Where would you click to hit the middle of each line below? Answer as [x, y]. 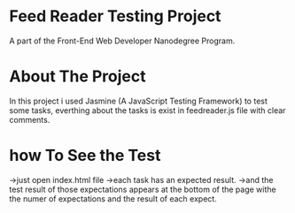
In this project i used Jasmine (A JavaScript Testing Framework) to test [139, 101]
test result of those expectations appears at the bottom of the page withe [143, 189]
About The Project [78, 76]
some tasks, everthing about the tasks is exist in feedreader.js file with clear [147, 110]
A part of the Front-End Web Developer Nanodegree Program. [122, 41]
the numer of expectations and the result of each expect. [113, 198]
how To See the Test [85, 156]
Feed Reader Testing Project [115, 16]
